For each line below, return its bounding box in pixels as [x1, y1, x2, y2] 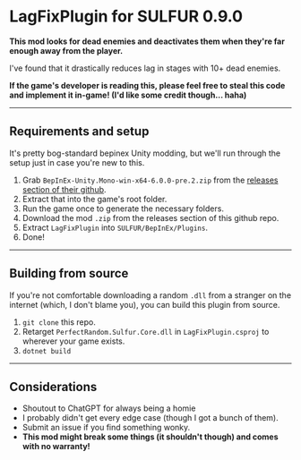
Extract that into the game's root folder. [21, 193, 168, 204]
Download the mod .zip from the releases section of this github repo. [21, 212, 279, 223]
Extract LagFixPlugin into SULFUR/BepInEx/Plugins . [21, 222, 209, 233]
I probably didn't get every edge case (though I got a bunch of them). [21, 413, 279, 423]
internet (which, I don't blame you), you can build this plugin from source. [9, 299, 280, 310]
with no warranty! [21, 441, 91, 452]
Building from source [9, 266, 129, 281]
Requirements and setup [9, 124, 150, 140]
